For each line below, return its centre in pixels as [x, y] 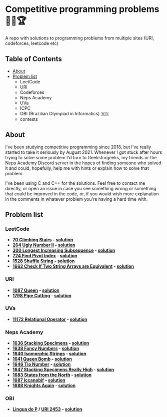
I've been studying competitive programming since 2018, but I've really [78, 147]
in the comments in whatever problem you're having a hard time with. [76, 199]
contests [29, 119]
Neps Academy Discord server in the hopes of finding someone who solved [83, 163]
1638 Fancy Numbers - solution [46, 349]
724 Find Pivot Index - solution [45, 256]
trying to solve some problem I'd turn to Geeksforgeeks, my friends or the [81, 157]
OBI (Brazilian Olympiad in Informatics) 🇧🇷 [64, 113]
